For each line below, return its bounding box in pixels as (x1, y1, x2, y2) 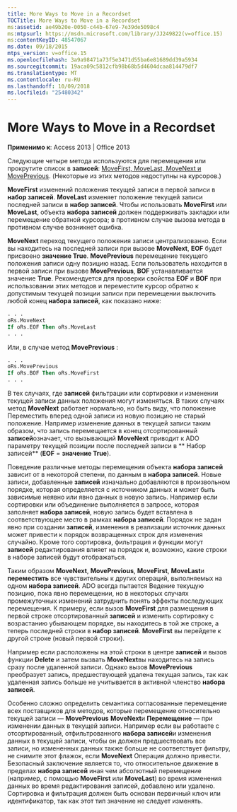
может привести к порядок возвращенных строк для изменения (7, 531, 203, 539)
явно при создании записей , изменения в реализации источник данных (7, 523, 226, 531)
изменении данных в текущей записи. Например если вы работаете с (7, 722, 219, 730)
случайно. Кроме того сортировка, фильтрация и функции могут (7, 538, 204, 546)
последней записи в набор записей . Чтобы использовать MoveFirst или (7, 201, 228, 209)
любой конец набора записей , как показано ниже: (7, 297, 161, 305)
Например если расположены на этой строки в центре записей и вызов (7, 648, 228, 657)
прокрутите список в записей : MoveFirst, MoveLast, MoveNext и (7, 164, 202, 173)
